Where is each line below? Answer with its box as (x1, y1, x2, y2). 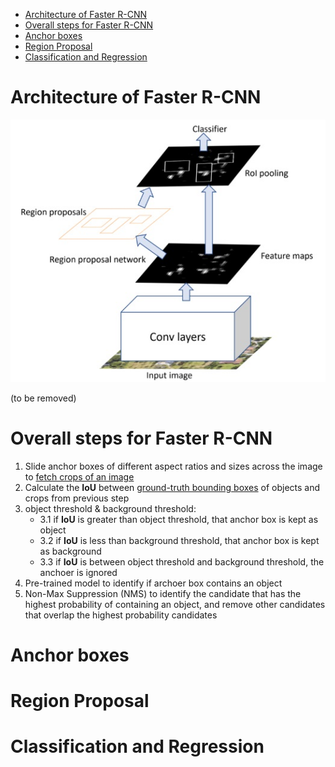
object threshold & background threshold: (24, 502, 197, 514)
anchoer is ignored (39, 566, 118, 578)
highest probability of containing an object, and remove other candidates (24, 598, 326, 610)
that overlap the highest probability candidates (24, 609, 218, 621)
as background (39, 545, 102, 557)
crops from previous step (24, 492, 130, 504)
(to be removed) (10, 392, 77, 404)
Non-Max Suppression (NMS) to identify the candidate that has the (24, 587, 302, 599)
